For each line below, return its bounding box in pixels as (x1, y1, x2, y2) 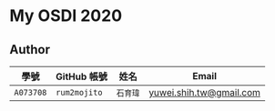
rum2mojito (56, 87, 103, 97)
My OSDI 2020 (9, 5, 123, 26)
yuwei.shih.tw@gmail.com (148, 86, 261, 98)
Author (9, 42, 50, 57)
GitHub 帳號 (56, 70, 107, 83)
